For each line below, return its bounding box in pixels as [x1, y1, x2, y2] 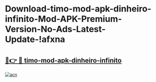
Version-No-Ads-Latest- [5, 24, 106, 35]
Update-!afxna [5, 34, 65, 45]
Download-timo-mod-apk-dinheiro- [5, 3, 152, 14]
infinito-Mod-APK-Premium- [5, 13, 122, 24]
